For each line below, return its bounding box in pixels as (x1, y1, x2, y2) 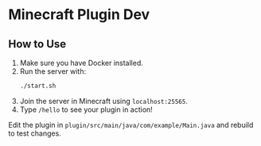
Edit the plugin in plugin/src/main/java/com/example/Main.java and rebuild (8, 120, 254, 129)
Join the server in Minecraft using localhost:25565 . (19, 96, 189, 106)
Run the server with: (19, 67, 86, 76)
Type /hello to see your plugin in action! (19, 105, 153, 114)
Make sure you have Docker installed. (19, 58, 143, 67)
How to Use (8, 37, 67, 51)
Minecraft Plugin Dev (8, 6, 150, 24)
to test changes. (8, 129, 61, 138)
